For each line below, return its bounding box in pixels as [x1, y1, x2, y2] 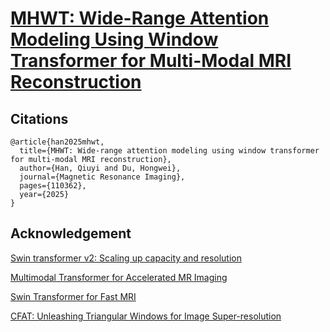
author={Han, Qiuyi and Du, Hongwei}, [19, 163, 182, 173]
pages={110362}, [19, 181, 87, 191]
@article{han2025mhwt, [10, 137, 105, 147]
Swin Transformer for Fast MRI [10, 290, 137, 302]
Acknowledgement [10, 225, 132, 242]
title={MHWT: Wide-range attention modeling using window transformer [19, 146, 320, 156]
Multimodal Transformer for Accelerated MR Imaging [10, 271, 228, 283]
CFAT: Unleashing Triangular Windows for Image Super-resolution [10, 310, 282, 322]
